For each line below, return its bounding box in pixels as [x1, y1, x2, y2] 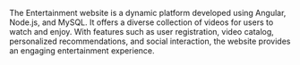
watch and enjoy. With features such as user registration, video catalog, [9, 27, 275, 37]
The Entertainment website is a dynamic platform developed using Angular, [9, 8, 287, 18]
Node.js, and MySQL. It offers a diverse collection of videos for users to [9, 17, 274, 28]
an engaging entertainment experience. [9, 45, 155, 56]
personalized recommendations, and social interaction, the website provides [9, 36, 291, 46]
